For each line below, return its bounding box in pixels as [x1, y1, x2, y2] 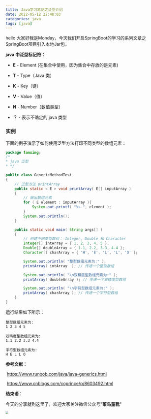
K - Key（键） [12, 83, 41, 89]
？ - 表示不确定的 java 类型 [12, 114, 67, 121]
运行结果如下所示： [5, 309, 45, 315]
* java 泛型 [5, 159, 29, 164]
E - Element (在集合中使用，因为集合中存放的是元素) [12, 62, 119, 68]
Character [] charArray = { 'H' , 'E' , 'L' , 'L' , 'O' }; [23, 250, 138, 255]
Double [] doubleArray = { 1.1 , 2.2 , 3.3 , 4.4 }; [23, 246, 125, 251]
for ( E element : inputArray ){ [23, 200, 92, 205]
